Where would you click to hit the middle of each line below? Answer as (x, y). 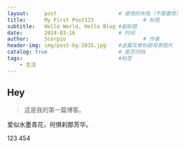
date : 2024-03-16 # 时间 (71, 33)
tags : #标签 (70, 59)
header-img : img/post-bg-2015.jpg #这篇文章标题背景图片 (90, 45)
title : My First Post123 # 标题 (84, 20)
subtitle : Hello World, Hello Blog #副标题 (72, 26)
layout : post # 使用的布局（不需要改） (94, 13)
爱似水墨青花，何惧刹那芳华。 (49, 125)
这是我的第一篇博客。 (54, 110)
